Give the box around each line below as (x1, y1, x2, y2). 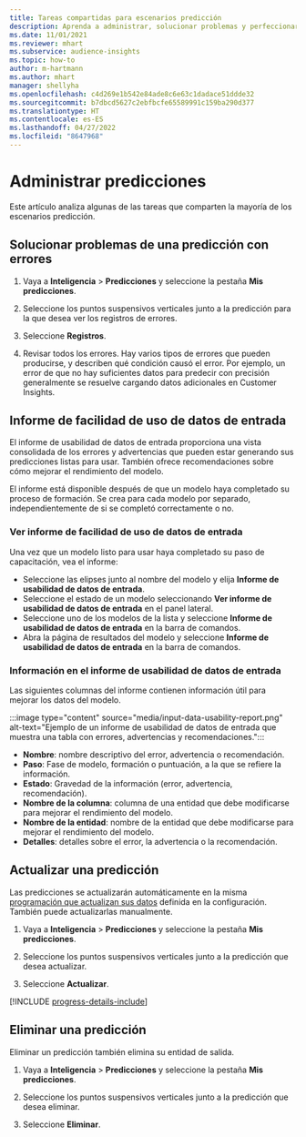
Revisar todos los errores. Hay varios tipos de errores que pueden (22, 348, 270, 359)
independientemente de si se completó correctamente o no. (9, 503, 234, 514)
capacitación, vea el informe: (9, 556, 118, 567)
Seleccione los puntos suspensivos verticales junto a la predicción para (22, 302, 291, 314)
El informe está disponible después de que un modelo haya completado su (9, 483, 290, 494)
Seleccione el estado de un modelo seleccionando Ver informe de (22, 593, 272, 604)
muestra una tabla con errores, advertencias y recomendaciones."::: (9, 732, 265, 743)
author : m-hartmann (9, 65, 84, 74)
